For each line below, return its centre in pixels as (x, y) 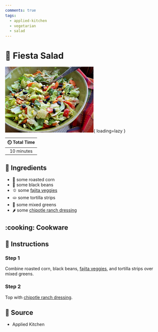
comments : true (21, 10)
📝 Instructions (27, 244)
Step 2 (13, 286)
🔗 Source (19, 313)
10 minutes (21, 151)
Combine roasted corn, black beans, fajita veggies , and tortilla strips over (79, 269)
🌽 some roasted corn (33, 180)
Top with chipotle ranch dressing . (39, 297)
